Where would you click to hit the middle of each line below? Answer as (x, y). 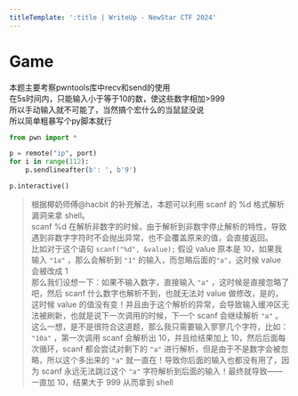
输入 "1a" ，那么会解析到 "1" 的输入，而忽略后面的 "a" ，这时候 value (156, 260)
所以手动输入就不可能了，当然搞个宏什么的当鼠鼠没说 (107, 109)
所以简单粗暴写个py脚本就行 (61, 120)
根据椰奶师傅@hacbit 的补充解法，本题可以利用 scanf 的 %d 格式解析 (157, 204)
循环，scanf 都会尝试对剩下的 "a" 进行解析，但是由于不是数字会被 (160, 349)
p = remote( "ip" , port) (53, 154)
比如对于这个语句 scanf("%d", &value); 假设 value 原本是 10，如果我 (157, 248)
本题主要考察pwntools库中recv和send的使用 (90, 87)
